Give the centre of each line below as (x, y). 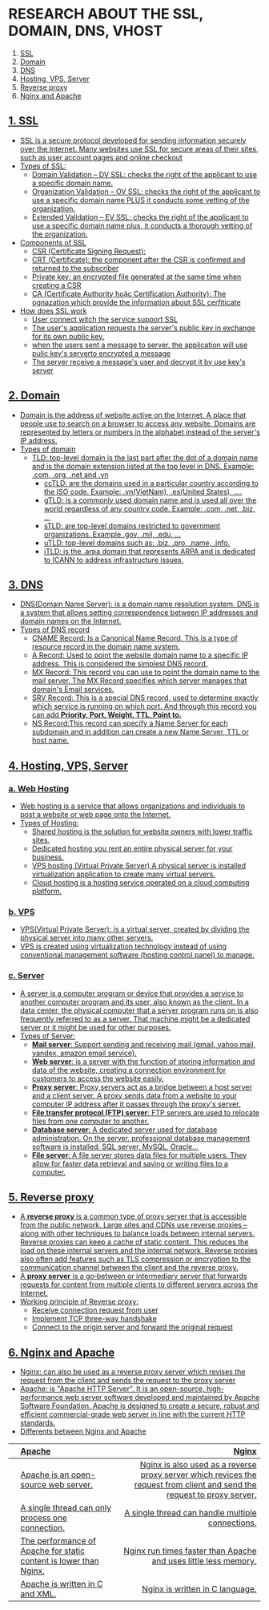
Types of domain (48, 449)
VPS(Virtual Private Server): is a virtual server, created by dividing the (134, 929)
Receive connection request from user (95, 1310)
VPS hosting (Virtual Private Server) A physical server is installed (139, 866)
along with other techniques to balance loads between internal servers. (137, 1234)
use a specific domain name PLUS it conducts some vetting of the (141, 200)
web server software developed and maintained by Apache (163, 1398)
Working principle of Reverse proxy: (79, 1302)
